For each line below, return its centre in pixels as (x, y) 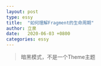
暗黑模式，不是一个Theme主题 (58, 57)
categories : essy (28, 39)
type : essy (20, 17)
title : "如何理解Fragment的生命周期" (50, 23)
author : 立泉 (21, 28)
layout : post (22, 12)
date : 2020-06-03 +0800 (38, 34)
